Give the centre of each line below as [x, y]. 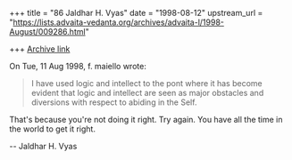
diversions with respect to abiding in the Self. [114, 102]
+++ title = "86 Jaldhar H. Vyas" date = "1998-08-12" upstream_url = [136, 13]
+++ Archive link [40, 49]
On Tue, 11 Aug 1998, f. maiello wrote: [78, 66]
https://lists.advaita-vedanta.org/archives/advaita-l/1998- [119, 22]
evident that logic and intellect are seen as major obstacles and [147, 93]
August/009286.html [48, 32]
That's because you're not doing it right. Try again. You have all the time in [146, 120]
